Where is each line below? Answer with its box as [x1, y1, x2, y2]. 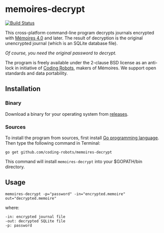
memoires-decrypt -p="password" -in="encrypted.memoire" [5, 191, 126, 197]
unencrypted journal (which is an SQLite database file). [5, 40, 118, 46]
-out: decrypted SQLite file [5, 219, 66, 224]
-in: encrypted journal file [5, 214, 66, 219]
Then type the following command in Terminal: [5, 140, 100, 146]
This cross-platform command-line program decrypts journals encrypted [5, 29, 155, 35]
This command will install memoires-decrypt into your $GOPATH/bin [5, 158, 143, 164]
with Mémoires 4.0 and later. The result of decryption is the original [5, 35, 143, 41]
